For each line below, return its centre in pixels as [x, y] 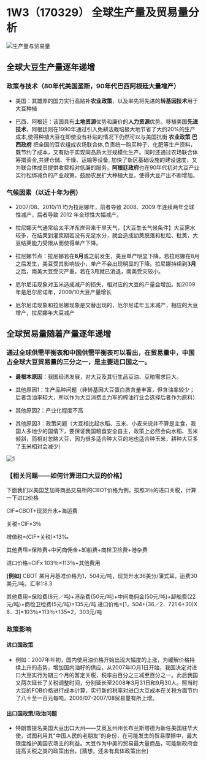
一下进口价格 [22, 498]
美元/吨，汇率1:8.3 [29, 583]
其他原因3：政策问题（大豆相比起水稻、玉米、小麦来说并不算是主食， [103, 423]
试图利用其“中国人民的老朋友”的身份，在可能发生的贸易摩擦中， [106, 735]
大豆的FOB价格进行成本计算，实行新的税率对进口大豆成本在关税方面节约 [106, 691]
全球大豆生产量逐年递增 [51, 67]
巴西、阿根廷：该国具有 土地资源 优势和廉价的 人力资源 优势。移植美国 [101, 121]
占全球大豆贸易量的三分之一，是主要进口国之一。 [79, 362]
